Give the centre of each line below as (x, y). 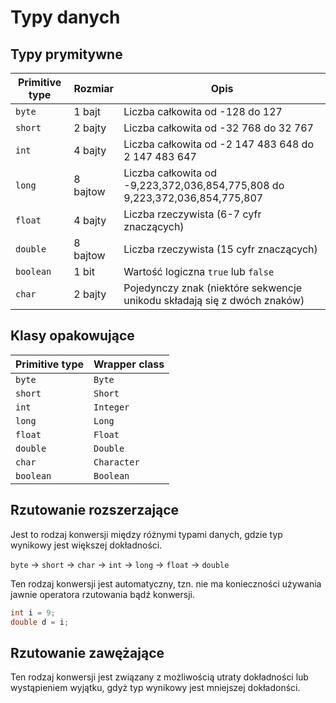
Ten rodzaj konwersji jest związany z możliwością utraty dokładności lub (159, 677)
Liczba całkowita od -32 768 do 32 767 (218, 128)
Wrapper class (129, 364)
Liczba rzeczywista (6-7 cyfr (192, 214)
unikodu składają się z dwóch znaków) (214, 300)
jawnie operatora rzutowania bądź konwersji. (102, 594)
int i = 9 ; (33, 612)
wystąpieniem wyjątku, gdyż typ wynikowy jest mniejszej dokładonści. (155, 688)
